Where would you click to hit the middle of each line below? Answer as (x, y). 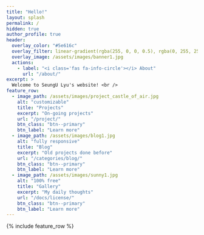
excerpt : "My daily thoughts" (56, 192)
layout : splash (25, 18)
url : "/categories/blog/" (50, 158)
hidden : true (23, 29)
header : (16, 40)
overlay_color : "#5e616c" (45, 46)
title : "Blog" (35, 147)
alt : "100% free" (39, 181)
